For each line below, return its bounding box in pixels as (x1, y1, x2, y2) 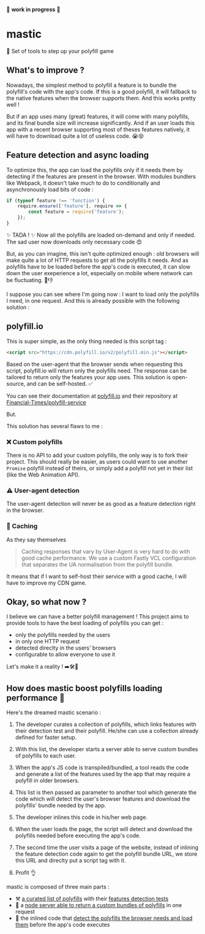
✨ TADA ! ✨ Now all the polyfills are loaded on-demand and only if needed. (6, 231, 196, 239)
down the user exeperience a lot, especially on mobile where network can (6, 269, 193, 276)
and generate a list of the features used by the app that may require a (15, 771, 191, 778)
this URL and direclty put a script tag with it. (15, 857, 126, 864)
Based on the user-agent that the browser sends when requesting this (6, 360, 184, 368)
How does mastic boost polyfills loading (6, 683, 163, 694)
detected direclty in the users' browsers (15, 644, 116, 651)
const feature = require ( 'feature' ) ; (28, 209, 124, 215)
